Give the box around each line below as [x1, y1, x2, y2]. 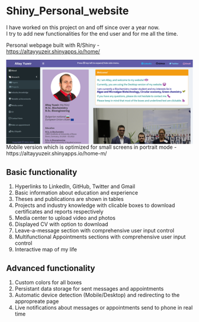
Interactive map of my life [14, 246, 77, 253]
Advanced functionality [6, 263, 95, 273]
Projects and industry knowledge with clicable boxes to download [14, 202, 175, 209]
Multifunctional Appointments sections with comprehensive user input [14, 233, 186, 241]
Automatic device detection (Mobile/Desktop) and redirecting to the [14, 291, 180, 298]
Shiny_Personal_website [6, 4, 129, 18]
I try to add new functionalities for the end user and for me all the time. [6, 30, 178, 37]
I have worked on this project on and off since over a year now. [6, 24, 160, 31]
